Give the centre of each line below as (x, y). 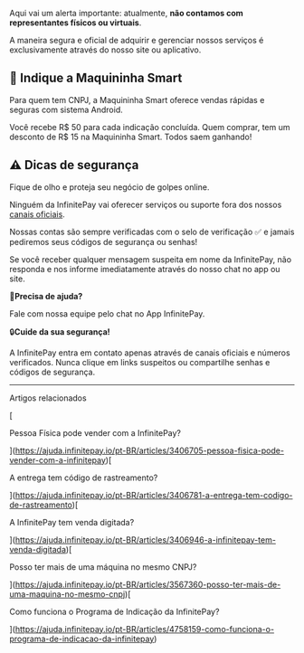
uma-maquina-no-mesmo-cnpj (67, 594)
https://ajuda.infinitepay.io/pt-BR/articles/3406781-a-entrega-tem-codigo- (154, 495)
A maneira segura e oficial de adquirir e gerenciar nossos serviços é (137, 40)
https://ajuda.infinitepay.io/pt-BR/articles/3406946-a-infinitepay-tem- (145, 539)
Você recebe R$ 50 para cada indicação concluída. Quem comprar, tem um (150, 127)
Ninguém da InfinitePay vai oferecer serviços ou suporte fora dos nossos (146, 204)
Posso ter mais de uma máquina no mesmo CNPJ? (103, 567)
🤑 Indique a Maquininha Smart (96, 78)
